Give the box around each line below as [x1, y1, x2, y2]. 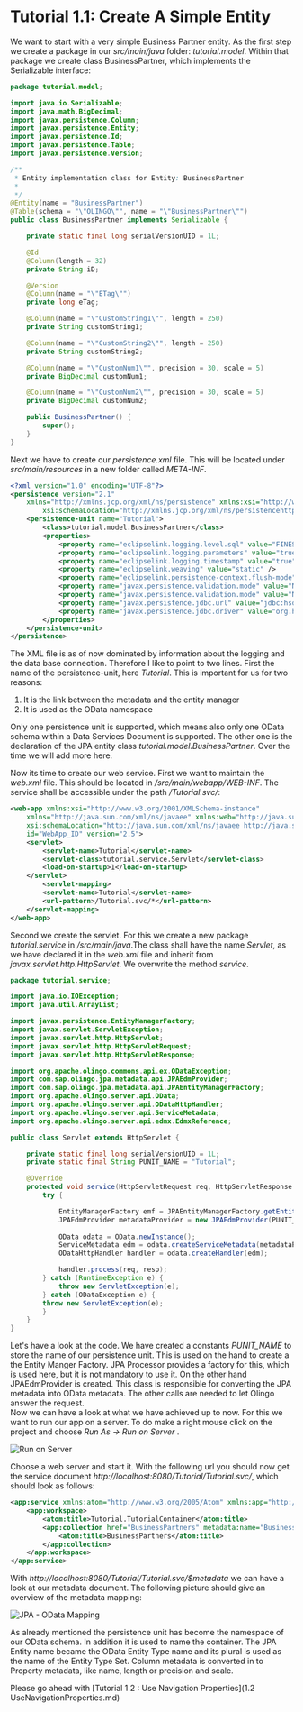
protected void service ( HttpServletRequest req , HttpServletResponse [26, 1183, 293, 1192]
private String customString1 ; [26, 323, 144, 332]
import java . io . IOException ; [10, 992, 120, 1002]
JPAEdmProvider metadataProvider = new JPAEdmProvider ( [58, 1215, 272, 1224]
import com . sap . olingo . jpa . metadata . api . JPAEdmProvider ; [10, 1075, 228, 1084]
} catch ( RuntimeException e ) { [42, 1274, 165, 1283]
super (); [42, 421, 76, 430]
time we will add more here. [10, 750, 113, 761]
